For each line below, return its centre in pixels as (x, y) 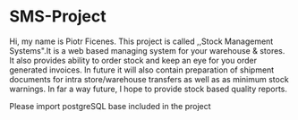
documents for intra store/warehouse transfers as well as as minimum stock (149, 79)
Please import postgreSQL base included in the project (111, 106)
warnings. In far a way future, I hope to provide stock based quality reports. (149, 89)
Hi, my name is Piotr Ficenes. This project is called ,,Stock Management (141, 41)
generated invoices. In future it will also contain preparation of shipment (142, 70)
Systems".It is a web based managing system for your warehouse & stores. (147, 50)
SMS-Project (58, 17)
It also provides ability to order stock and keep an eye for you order (133, 60)
